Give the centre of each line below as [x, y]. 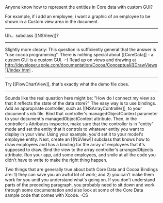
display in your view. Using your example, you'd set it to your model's [74, 134]
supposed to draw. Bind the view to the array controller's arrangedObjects [79, 150]
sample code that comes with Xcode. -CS [47, 195]
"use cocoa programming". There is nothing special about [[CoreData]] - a [79, 55]
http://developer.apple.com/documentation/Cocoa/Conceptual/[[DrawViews [81, 65]
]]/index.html [18, 70]
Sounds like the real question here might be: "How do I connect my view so [80, 98]
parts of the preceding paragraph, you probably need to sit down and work [80, 185]
